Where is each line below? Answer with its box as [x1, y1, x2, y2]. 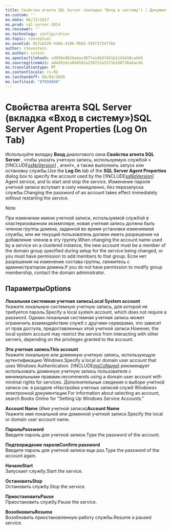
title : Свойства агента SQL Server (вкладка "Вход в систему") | [5, 7, 147, 13]
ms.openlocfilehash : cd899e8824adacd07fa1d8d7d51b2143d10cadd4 [5, 55, 143, 61]
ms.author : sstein [5, 50, 45, 56]
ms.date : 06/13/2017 [5, 17, 50, 22]
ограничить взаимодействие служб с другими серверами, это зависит [5, 320, 162, 326]
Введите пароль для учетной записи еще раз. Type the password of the [5, 447, 160, 453]
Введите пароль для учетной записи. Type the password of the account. [5, 431, 160, 437]
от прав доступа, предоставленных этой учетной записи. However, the [5, 325, 159, 332]
